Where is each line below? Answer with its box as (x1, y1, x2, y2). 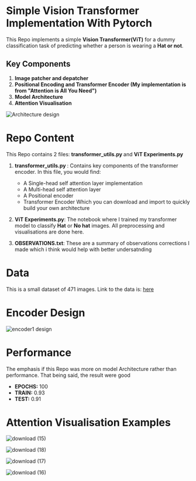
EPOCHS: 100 (14, 383, 49, 390)
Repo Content (6, 131, 74, 145)
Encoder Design (6, 306, 85, 319)
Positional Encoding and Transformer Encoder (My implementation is (14, 81, 186, 88)
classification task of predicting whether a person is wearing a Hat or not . (6, 42, 184, 49)
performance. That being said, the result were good (6, 372, 130, 379)
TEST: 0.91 (14, 395, 41, 402)
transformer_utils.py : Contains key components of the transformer (14, 162, 178, 169)
